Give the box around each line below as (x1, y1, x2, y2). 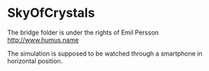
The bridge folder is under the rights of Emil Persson (7, 28, 159, 37)
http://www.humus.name (7, 35, 79, 44)
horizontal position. (7, 56, 63, 65)
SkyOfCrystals (7, 5, 95, 21)
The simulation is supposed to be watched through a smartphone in (7, 49, 203, 58)
